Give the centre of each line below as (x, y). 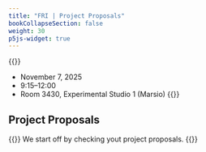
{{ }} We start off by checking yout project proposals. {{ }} (103, 139)
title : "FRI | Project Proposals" (67, 16)
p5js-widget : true (39, 38)
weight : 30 (27, 31)
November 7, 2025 (51, 77)
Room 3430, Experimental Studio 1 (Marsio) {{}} (100, 95)
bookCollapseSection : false (56, 23)
